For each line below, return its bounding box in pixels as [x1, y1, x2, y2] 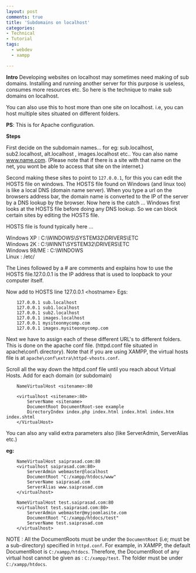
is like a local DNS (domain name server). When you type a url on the [6, 186, 173, 194]
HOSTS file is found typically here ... [6, 223, 94, 230]
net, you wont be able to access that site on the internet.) [6, 163, 144, 170]
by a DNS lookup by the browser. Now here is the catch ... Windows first [6, 199, 180, 206]
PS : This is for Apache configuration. [6, 121, 95, 128]
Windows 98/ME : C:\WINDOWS [6, 247, 84, 254]
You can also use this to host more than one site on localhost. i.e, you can [6, 103, 184, 110]
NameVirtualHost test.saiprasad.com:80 [16, 500, 114, 505]
